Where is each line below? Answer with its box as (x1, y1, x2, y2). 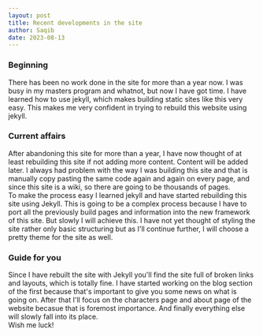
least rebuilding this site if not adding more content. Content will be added (8, 157, 248, 166)
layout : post (8, 11, 51, 20)
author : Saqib (8, 26, 55, 34)
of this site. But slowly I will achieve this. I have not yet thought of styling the (8, 215, 256, 225)
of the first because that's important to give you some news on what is (8, 287, 238, 297)
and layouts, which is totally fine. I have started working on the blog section (8, 278, 254, 288)
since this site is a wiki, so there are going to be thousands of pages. (8, 182, 231, 192)
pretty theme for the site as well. (8, 232, 113, 241)
